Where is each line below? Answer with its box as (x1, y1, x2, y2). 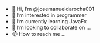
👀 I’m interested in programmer (11, 12, 87, 19)
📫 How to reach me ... (11, 31, 66, 37)
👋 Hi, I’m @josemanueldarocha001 (11, 6, 95, 12)
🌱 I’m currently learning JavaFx (11, 18, 87, 24)
